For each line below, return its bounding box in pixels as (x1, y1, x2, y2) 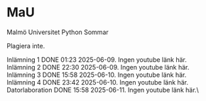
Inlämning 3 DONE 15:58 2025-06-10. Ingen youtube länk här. (6, 70, 187, 79)
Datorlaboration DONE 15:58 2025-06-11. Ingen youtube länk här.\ (6, 85, 200, 94)
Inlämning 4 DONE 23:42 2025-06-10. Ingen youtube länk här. (6, 78, 189, 86)
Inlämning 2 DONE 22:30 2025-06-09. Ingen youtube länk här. (6, 63, 190, 71)
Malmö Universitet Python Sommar (6, 28, 109, 36)
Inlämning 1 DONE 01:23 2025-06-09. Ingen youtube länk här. (6, 55, 188, 64)
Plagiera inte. (6, 41, 45, 50)
